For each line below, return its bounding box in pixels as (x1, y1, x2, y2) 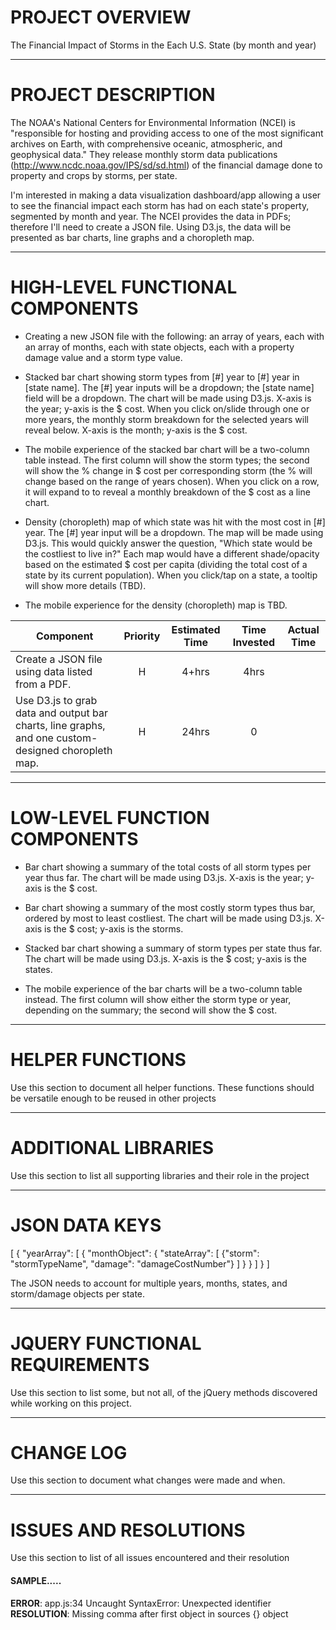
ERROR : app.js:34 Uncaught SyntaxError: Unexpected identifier (10, 1597, 272, 1609)
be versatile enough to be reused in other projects (10, 1092, 217, 1104)
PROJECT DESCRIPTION (10, 84, 216, 106)
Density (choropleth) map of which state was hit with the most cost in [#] (24, 516, 326, 528)
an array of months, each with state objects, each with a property (24, 341, 295, 353)
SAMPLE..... (10, 1574, 62, 1586)
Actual (287, 622, 320, 636)
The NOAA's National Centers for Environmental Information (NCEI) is (10, 116, 296, 128)
